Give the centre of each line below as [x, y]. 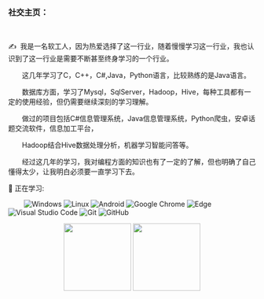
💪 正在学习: [26, 188]
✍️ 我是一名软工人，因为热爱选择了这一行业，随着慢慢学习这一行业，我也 [128, 46]
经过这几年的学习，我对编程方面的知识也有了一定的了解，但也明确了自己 [139, 162]
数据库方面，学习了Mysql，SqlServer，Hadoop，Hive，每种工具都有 [134, 92]
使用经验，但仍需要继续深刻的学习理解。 [87, 102]
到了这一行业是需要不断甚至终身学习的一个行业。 [94, 59]
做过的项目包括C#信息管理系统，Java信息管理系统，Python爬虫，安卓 [136, 119]
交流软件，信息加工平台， [56, 128]
